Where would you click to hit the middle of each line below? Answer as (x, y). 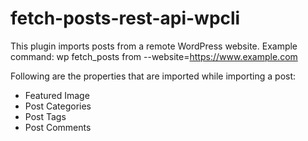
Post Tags (45, 116)
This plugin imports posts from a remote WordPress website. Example (154, 46)
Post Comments (58, 127)
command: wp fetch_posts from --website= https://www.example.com (154, 56)
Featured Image (57, 95)
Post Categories (58, 106)
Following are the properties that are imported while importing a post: (153, 76)
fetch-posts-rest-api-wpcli (125, 18)
